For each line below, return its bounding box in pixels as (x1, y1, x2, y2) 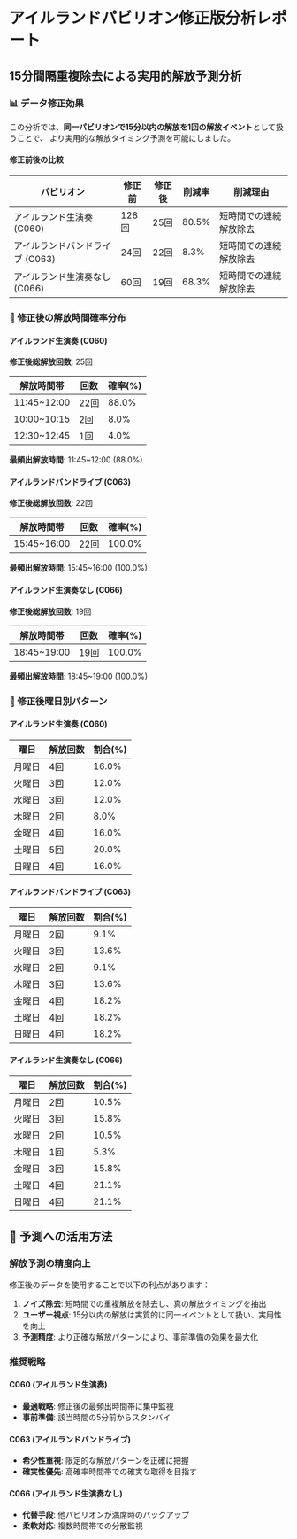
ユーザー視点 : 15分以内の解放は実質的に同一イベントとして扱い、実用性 (21, 1309, 283, 1320)
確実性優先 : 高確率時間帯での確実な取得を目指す (21, 1466, 197, 1477)
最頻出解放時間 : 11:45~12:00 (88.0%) (9, 455, 143, 465)
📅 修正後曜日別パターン (9, 695, 108, 707)
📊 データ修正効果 (9, 97, 84, 109)
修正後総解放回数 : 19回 (9, 606, 92, 617)
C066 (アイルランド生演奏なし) (9, 1488, 124, 1498)
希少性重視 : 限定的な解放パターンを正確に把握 (21, 1455, 190, 1466)
